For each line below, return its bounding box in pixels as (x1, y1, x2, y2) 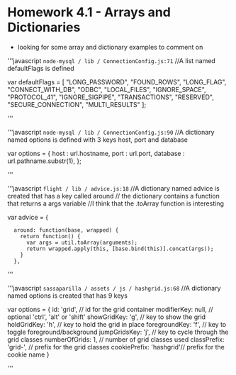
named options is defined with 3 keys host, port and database (7, 135, 188, 144)
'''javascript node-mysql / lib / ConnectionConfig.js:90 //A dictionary (7, 128, 215, 136)
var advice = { (7, 213, 48, 221)
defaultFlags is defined (7, 64, 74, 72)
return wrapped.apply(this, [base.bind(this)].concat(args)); (26, 245, 214, 252)
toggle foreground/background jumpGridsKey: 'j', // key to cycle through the (7, 328, 229, 336)
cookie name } (7, 350, 50, 359)
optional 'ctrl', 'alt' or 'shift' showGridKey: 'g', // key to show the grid (7, 313, 206, 321)
